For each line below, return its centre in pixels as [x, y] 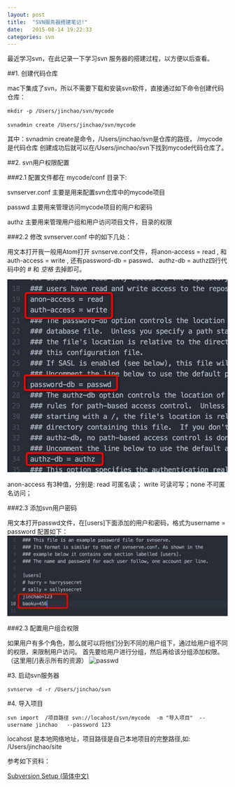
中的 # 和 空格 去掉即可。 [49, 269]
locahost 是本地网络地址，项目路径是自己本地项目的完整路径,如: [99, 739]
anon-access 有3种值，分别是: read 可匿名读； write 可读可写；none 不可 [113, 484]
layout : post [26, 15]
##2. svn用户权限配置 [38, 163]
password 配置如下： [38, 531]
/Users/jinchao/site [35, 746]
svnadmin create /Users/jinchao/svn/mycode [72, 125]
